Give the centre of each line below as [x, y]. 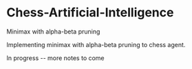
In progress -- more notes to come [55, 58]
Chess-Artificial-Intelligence [90, 13]
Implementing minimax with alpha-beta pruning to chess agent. [96, 44]
